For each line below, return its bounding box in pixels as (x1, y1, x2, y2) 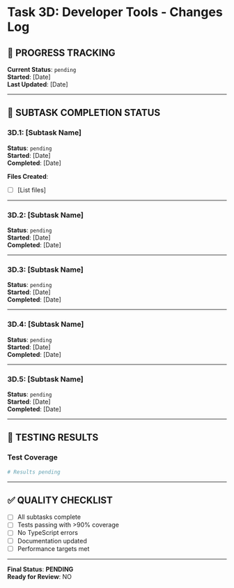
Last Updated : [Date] (7, 80, 68, 88)
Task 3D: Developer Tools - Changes (7, 4, 223, 20)
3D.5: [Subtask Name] (7, 374, 84, 384)
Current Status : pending (7, 66, 77, 73)
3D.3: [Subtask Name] (7, 265, 84, 274)
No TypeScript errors (17, 529, 79, 537)
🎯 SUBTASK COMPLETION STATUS (7, 107, 161, 119)
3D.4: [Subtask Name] (7, 319, 84, 329)
